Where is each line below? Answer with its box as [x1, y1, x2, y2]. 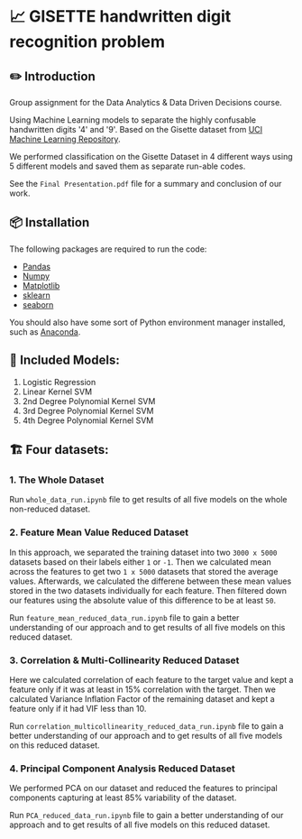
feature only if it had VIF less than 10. [9, 703, 147, 714]
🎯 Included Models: [9, 353, 120, 368]
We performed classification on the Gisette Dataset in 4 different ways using [9, 152, 293, 161]
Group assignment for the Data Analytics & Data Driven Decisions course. [9, 97, 282, 107]
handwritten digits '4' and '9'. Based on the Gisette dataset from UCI [9, 124, 263, 134]
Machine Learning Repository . [9, 134, 121, 144]
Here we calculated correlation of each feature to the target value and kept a [9, 674, 294, 685]
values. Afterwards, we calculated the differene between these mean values [9, 576, 292, 586]
